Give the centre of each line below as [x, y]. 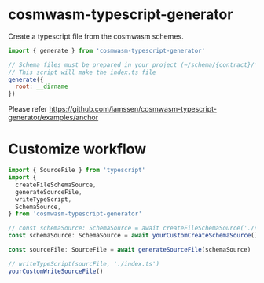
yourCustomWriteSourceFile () [56, 271]
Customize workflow [77, 149]
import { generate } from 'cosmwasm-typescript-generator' [107, 50]
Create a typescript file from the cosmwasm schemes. [96, 36]
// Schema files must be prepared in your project [93, 64]
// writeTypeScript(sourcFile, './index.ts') [84, 264]
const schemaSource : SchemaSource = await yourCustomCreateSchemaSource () [133, 236]
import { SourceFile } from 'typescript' [77, 171]
